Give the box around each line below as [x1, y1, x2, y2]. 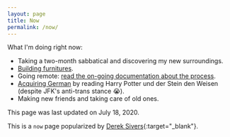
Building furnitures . [17, 65, 74, 73]
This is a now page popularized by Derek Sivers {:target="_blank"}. [7, 122, 199, 131]
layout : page [7, 10, 46, 18]
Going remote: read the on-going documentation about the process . [17, 72, 216, 80]
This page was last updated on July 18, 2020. [7, 108, 140, 117]
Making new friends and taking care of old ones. [17, 94, 159, 103]
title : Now [7, 17, 40, 24]
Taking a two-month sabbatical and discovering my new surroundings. [17, 57, 224, 65]
